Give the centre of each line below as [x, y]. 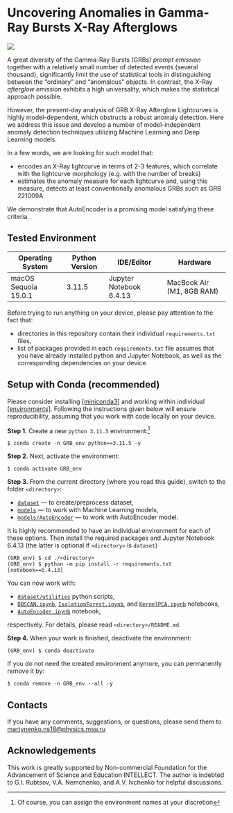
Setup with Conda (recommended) [84, 385]
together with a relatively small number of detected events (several [103, 67]
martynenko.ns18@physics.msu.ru [57, 729]
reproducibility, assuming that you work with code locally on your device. [112, 416]
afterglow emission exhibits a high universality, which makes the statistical [113, 89]
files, [24, 340]
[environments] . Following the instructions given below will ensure [102, 409]
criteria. [18, 216]
